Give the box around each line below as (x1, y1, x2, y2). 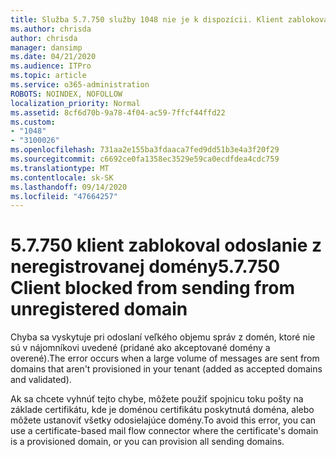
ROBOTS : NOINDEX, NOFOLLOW (10, 89, 123, 99)
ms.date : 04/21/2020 (10, 52, 97, 62)
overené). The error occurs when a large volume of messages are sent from (10, 352, 320, 365)
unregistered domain (10, 298, 188, 321)
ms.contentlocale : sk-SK (10, 172, 114, 183)
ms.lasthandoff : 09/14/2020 (10, 182, 128, 192)
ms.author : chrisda (10, 24, 92, 34)
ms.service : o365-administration (10, 80, 150, 90)
